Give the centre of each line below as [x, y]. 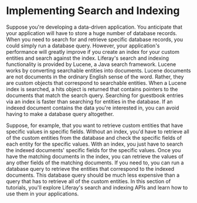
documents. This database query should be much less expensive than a [93, 175]
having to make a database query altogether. [60, 114]
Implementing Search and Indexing [93, 11]
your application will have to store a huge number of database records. [92, 33]
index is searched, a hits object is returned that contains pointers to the [92, 89]
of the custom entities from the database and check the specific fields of [94, 137]
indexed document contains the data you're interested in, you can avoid [93, 108]
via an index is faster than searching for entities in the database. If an [89, 101]
